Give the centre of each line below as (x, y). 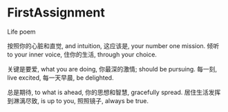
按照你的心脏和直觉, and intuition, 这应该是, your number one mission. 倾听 (113, 45)
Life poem (21, 32)
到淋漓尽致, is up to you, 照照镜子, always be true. (78, 100)
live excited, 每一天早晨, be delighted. (60, 78)
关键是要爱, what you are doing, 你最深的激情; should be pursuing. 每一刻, (112, 69)
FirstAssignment (56, 13)
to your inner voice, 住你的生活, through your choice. (82, 54)
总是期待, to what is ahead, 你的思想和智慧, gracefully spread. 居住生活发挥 (114, 92)
